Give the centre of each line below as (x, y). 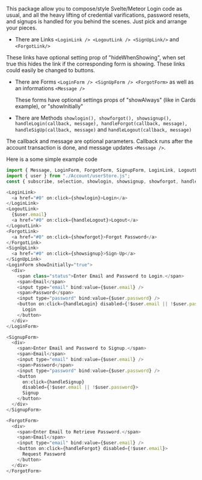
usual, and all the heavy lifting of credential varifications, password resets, (98, 15)
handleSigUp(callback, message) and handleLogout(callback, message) (103, 129)
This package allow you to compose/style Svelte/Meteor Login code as (94, 9)
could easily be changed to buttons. (50, 70)
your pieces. (22, 28)
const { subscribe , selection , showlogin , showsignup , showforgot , (93, 181)
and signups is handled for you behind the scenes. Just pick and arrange (97, 21)
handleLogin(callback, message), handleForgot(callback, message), (101, 124)
